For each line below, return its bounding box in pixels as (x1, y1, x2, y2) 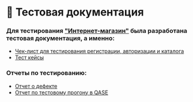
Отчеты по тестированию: (6, 69, 87, 77)
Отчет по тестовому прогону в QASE (14, 89, 109, 96)
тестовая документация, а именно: (6, 34, 115, 42)
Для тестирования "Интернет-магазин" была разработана (6, 27, 188, 35)
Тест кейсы (14, 54, 44, 61)
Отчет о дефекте (14, 82, 58, 89)
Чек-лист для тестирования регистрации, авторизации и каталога (14, 48, 184, 55)
